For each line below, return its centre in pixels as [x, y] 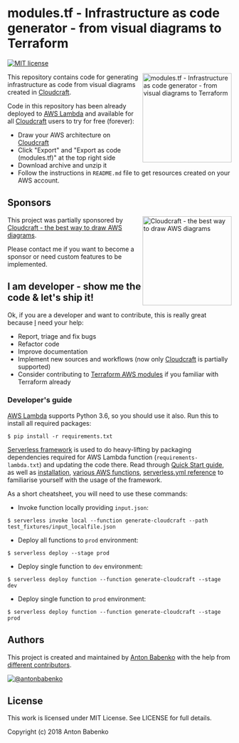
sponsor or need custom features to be [65, 256]
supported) [34, 367]
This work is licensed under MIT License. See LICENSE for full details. [110, 718]
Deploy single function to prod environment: [82, 599]
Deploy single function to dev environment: [80, 566]
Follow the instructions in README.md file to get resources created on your [124, 173]
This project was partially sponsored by [65, 220]
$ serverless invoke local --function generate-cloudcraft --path [108, 521]
